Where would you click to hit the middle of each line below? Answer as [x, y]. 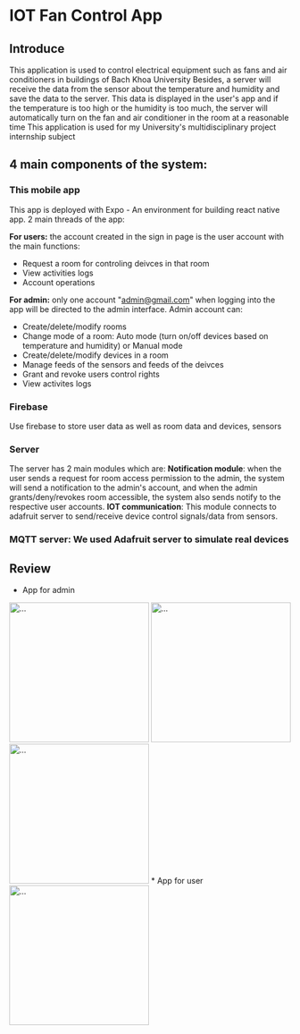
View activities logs [58, 273]
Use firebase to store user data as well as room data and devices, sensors [146, 426]
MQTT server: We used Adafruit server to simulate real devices [149, 539]
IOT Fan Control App [86, 16]
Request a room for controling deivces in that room [116, 263]
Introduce [37, 49]
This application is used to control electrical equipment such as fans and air [148, 70]
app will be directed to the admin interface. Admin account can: [126, 309]
